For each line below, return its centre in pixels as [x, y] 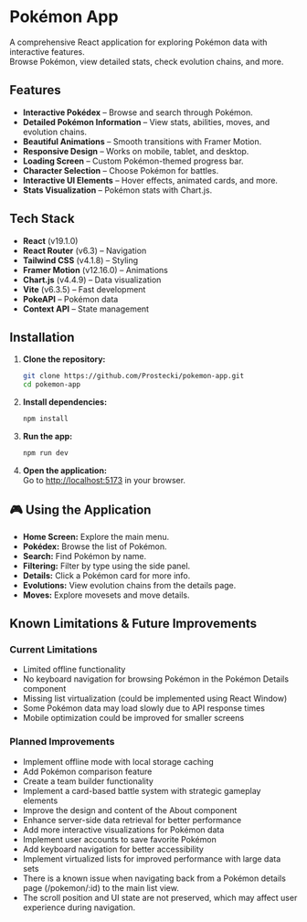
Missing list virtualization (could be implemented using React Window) [155, 699]
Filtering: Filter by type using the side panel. [106, 566]
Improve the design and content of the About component [130, 810]
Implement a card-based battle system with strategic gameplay [142, 790]
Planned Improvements [62, 742]
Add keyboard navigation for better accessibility [113, 849]
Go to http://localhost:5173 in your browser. [104, 480]
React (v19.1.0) [50, 240]
